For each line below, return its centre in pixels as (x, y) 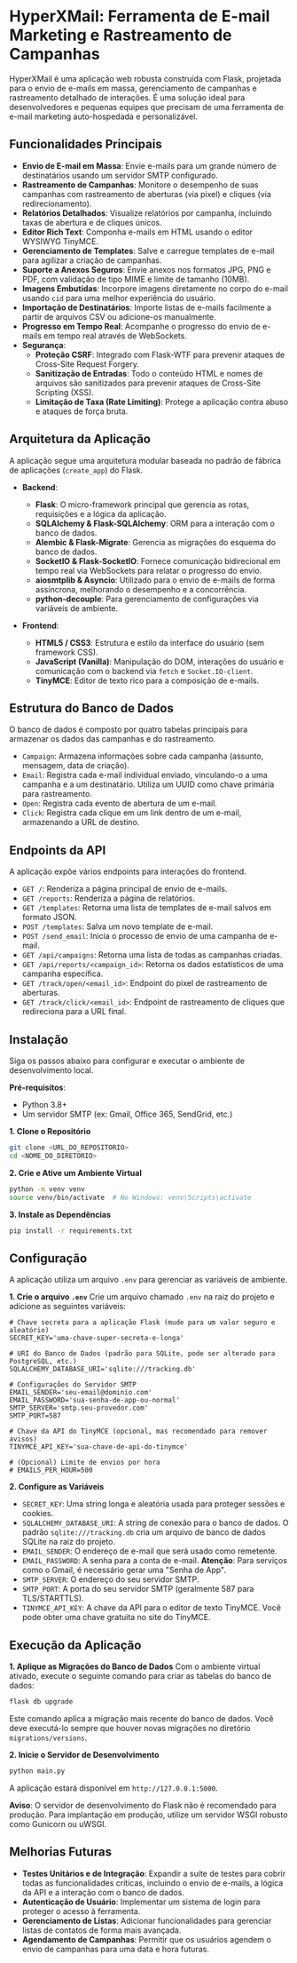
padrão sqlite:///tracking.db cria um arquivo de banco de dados (144, 1532)
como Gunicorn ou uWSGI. (58, 1824)
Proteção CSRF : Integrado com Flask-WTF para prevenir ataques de (160, 354)
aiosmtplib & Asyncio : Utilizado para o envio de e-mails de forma (155, 580)
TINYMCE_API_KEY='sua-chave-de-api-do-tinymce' (99, 1447)
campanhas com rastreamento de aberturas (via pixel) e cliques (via (147, 194)
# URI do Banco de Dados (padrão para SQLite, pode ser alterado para (142, 1354)
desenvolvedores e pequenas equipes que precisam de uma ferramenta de (146, 107)
